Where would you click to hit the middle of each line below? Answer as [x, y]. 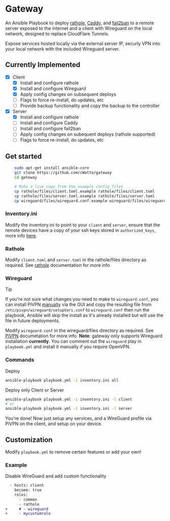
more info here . [21, 235]
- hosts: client [27, 485]
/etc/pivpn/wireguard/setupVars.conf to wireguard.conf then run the [77, 310]
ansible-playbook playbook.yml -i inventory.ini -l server [69, 409]
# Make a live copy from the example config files [69, 186]
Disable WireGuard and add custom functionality [56, 476]
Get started [24, 156]
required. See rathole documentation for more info [58, 265]
